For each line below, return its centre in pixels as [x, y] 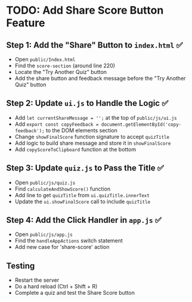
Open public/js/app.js [44, 234]
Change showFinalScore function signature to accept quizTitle [92, 136]
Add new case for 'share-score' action [62, 247]
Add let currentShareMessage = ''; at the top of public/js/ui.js [96, 117]
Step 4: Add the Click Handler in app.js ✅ [84, 220]
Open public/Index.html [45, 59]
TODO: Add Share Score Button [85, 10]
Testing [21, 266]
